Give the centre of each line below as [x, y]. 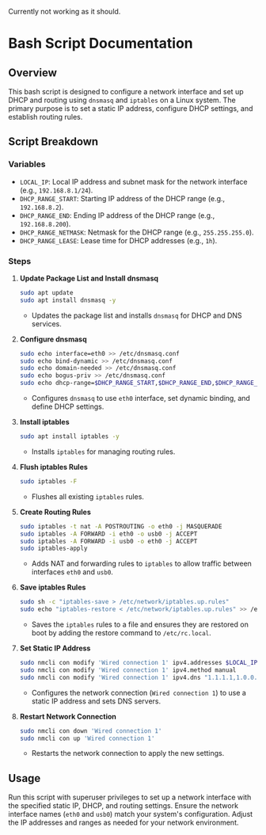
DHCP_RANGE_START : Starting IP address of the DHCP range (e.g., [122, 198]
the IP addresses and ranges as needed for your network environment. [123, 822]
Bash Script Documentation [101, 44]
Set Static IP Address [55, 648]
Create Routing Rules [55, 512]
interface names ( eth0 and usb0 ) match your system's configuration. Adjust [131, 814]
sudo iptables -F [48, 481]
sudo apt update [46, 292]
